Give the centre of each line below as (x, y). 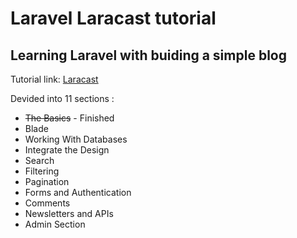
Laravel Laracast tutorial (113, 18)
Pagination (47, 181)
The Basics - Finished (69, 118)
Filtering (42, 171)
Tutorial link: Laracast (54, 79)
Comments (47, 203)
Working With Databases (76, 139)
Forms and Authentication (78, 192)
